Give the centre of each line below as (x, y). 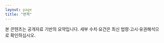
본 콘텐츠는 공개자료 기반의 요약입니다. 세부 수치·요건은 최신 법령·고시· (72, 29)
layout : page (19, 10)
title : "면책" (19, 14)
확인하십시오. (23, 35)
